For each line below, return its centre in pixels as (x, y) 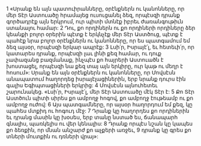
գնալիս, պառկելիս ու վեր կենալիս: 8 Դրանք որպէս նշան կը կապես (100, 123)
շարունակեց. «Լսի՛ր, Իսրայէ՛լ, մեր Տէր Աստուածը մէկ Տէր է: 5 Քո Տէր (100, 92)
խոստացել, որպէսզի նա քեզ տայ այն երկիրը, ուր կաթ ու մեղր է (95, 66)
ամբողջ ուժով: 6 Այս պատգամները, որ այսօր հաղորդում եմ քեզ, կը (100, 104)
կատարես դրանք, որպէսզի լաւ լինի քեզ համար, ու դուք (84, 53)
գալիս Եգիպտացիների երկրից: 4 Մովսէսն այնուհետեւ (82, 85)
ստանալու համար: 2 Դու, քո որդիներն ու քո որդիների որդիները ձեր (101, 28)
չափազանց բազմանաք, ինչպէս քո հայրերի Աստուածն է (85, 60)
